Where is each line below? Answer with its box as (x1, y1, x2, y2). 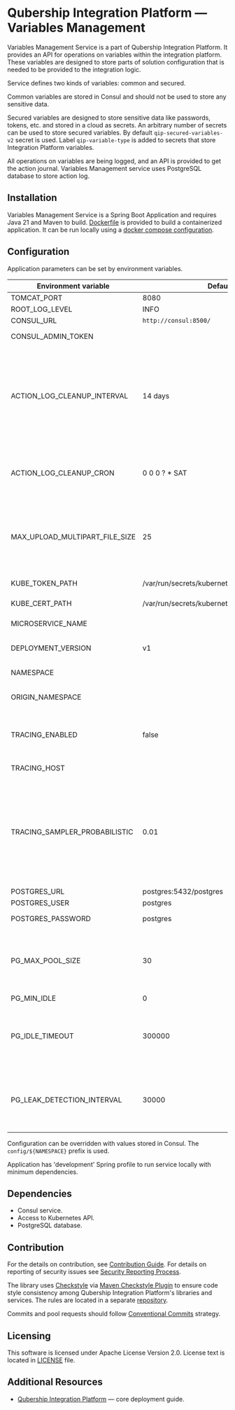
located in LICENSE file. (7, 1356, 76, 1364)
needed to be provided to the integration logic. (7, 65, 141, 74)
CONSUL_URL (10, 315, 57, 325)
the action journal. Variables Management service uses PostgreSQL (7, 164, 202, 172)
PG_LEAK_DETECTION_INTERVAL (10, 1095, 122, 1105)
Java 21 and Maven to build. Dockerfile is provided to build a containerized (7, 218, 222, 226)
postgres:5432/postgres (142, 886, 224, 896)
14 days (142, 391, 170, 401)
